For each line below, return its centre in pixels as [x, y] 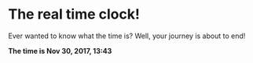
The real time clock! [74, 14]
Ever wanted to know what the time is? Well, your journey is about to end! [127, 36]
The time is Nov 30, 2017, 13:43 [60, 51]
